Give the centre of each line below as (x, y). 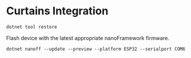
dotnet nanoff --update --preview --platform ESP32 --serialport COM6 (96, 49)
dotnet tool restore (32, 27)
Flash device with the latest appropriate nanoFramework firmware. (88, 38)
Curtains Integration (57, 11)
